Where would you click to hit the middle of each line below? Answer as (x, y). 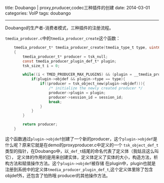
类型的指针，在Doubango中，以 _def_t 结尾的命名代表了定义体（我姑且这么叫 (82, 151)
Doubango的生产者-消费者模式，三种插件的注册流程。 (59, 28)
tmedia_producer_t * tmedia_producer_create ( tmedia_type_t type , (81, 47)
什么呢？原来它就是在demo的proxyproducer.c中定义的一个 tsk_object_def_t (82, 145)
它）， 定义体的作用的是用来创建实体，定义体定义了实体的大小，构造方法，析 (82, 157)
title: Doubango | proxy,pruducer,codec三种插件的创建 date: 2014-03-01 (78, 8)
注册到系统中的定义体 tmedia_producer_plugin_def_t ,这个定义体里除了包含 (79, 169)
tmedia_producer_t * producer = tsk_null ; (65, 57)
